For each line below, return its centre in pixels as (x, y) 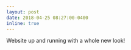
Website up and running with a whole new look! (66, 41)
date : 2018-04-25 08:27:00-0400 (47, 18)
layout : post (23, 12)
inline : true (23, 23)
